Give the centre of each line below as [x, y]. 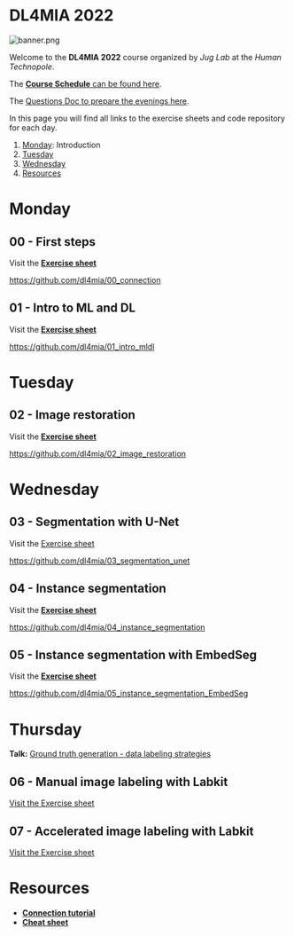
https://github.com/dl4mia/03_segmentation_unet [100, 561]
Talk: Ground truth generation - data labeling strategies [110, 754]
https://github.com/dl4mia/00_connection [85, 279]
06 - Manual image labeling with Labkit [119, 782]
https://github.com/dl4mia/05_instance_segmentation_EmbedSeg [129, 694]
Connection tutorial [58, 912]
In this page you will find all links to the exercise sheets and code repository [147, 118]
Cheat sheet [45, 922]
